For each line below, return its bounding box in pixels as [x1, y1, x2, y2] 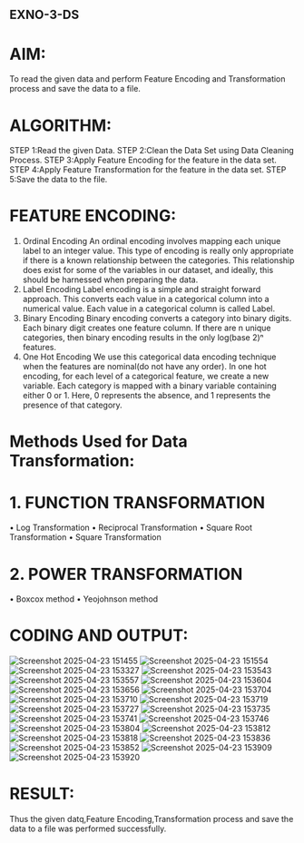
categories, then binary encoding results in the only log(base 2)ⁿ [22, 332, 264, 343]
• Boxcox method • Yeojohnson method [9, 593, 159, 604]
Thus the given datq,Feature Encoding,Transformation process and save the [9, 814, 294, 825]
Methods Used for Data [9, 431, 188, 452]
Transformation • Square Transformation [9, 532, 162, 543]
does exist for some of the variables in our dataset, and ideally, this [22, 265, 274, 276]
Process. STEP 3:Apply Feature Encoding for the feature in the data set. [9, 154, 277, 166]
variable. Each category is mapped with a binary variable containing [22, 380, 277, 391]
